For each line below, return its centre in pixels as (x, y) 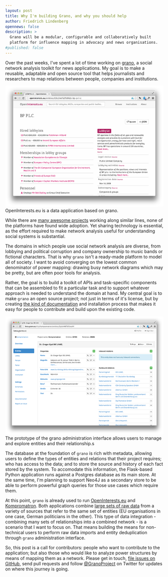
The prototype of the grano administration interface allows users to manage (83, 438)
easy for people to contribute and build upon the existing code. (70, 309)
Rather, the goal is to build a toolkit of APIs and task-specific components (81, 282)
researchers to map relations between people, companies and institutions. (82, 78)
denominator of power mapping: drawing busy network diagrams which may (84, 267)
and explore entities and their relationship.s (50, 443)
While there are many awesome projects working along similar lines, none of (84, 220)
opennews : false (22, 27)
